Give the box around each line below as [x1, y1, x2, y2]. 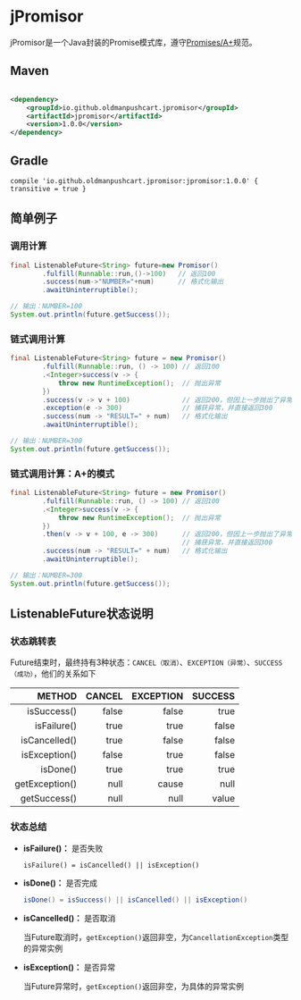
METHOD [37, 690, 78, 702]
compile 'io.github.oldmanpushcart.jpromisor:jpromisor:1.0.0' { [10, 176, 258, 185]
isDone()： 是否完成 [22, 878, 97, 888]
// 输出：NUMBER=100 [10, 302, 83, 311]
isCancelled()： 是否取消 [22, 912, 116, 923]
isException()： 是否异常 [22, 962, 115, 972]
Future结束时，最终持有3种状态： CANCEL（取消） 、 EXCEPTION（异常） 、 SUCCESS [10, 657, 283, 668]
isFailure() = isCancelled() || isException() [22, 861, 200, 870]
